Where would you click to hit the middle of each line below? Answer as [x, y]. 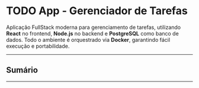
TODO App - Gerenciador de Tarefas [97, 11]
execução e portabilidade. [38, 46]
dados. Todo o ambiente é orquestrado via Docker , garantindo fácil [88, 40]
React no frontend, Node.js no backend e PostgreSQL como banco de [92, 33]
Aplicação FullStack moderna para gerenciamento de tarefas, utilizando [94, 27]
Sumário [22, 70]
